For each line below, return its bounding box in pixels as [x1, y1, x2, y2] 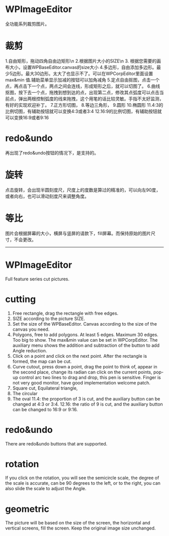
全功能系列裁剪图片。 [5, 21, 49, 27]
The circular [12, 390, 38, 396]
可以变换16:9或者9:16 [5, 114, 49, 120]
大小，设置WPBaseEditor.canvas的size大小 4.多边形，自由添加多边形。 [9, 64, 157, 70]
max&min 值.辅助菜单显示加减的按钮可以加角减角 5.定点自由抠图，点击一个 [5, 76, 160, 83]
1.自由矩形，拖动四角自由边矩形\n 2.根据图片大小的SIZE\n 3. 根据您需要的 [5, 58, 157, 64]
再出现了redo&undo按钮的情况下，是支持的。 [5, 149, 99, 156]
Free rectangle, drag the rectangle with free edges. [12, 310, 119, 316]
